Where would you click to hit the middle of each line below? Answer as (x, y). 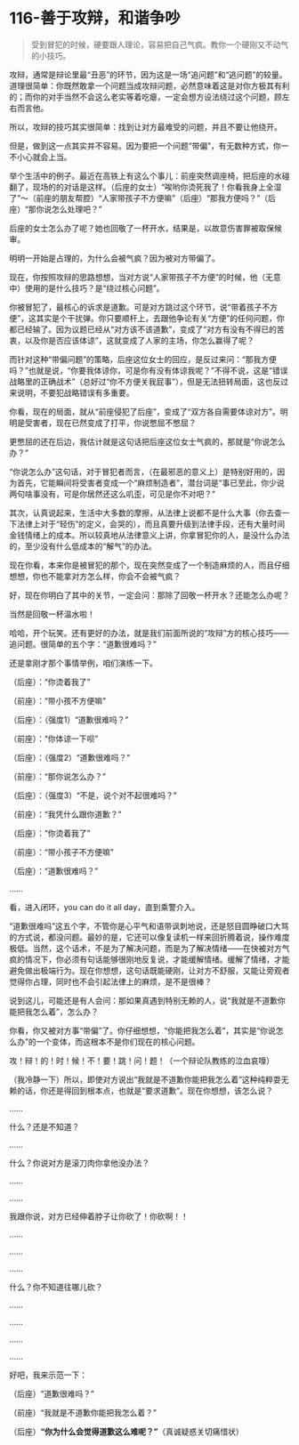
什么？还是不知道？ (44, 1126)
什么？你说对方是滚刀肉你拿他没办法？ (79, 1163)
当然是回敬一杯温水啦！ (52, 614)
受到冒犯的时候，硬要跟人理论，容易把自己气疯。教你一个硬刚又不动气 (160, 44)
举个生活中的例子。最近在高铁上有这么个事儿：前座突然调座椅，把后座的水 (145, 175)
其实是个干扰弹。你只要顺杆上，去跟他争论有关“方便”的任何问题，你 (160, 318)
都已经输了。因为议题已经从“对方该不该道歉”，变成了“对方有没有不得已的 (143, 329)
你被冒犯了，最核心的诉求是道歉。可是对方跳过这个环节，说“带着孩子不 (140, 307)
